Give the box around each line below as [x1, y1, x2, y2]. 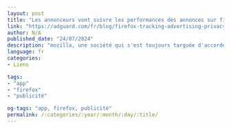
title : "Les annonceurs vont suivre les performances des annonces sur [7, 16, 217, 23]
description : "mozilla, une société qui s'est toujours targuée [7, 42, 195, 49]
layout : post [7, 10, 45, 17]
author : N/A [7, 29, 41, 36]
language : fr [7, 49, 45, 56]
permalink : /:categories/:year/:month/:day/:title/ [7, 111, 158, 119]
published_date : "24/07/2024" [7, 36, 94, 43]
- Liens [7, 61, 30, 68]
